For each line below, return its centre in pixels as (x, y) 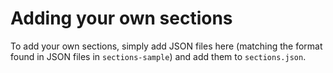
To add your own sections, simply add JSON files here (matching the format (166, 46)
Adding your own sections (121, 18)
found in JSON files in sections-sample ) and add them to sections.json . (158, 56)
